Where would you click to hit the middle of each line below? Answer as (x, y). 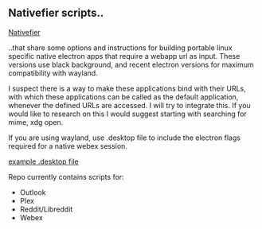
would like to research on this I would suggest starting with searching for (127, 114)
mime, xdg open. (36, 122)
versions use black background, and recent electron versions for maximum (131, 64)
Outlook (33, 192)
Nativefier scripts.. (56, 13)
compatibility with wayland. (53, 73)
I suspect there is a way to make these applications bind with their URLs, (127, 88)
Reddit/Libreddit (46, 209)
